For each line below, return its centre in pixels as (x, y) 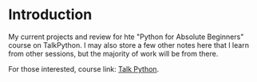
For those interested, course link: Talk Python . (84, 68)
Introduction (50, 15)
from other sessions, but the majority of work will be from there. (113, 53)
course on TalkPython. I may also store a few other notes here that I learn (129, 45)
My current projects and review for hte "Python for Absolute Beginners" (126, 37)
